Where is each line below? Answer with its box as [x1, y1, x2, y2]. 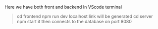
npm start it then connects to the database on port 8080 [16, 19, 132, 24]
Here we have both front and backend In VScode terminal [4, 4, 122, 10]
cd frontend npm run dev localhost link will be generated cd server [16, 14, 153, 19]
